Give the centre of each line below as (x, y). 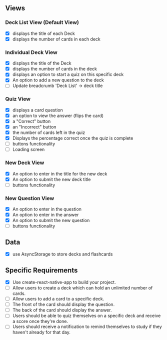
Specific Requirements (41, 270)
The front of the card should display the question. (63, 304)
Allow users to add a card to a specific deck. (58, 299)
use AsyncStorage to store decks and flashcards (62, 254)
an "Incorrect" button (34, 126)
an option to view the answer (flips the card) (58, 115)
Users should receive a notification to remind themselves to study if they (87, 326)
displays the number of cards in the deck (55, 69)
